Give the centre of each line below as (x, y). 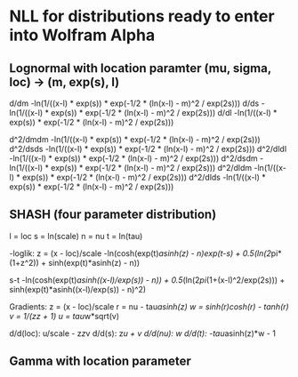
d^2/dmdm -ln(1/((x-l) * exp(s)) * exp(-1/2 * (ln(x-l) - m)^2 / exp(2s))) (135, 139)
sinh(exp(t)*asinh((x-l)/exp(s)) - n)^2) (78, 289)
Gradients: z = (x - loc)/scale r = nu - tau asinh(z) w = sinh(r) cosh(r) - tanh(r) (149, 306)
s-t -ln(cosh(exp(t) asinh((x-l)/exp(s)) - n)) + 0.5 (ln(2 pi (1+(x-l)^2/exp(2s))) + (147, 280)
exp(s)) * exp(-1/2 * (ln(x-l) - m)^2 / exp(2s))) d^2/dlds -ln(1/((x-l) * (144, 177)
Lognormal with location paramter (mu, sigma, (140, 68)
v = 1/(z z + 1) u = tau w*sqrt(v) (64, 316)
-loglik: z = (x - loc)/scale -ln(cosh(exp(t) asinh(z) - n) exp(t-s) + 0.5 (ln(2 (140, 253)
